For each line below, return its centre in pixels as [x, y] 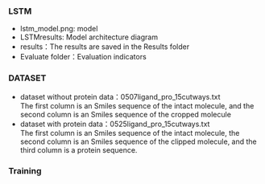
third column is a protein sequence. [79, 149]
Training [25, 170]
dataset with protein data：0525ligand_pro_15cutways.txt [115, 124]
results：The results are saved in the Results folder [105, 47]
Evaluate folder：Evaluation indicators [83, 57]
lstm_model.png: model [59, 29]
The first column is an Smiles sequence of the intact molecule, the [130, 133]
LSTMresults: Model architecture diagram [89, 37]
